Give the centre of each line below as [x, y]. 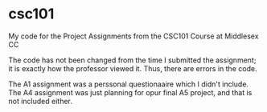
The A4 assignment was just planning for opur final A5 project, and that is [130, 92]
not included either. [40, 101]
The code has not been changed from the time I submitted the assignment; [132, 60]
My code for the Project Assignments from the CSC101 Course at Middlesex [133, 36]
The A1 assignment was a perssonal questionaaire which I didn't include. [129, 84]
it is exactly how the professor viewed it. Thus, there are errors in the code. [133, 68]
